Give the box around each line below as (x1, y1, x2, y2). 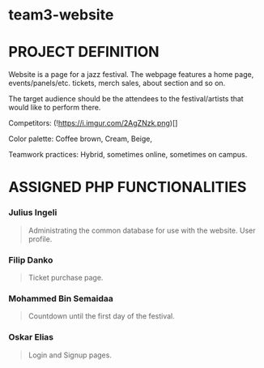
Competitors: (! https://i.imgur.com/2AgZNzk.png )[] (8, 118, 178, 128)
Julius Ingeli (8, 207, 57, 218)
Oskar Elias (8, 332, 54, 343)
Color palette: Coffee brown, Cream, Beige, (8, 134, 152, 143)
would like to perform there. (8, 103, 101, 113)
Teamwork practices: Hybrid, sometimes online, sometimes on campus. (8, 150, 248, 160)
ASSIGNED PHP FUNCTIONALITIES (8, 178, 247, 196)
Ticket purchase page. (28, 272, 104, 282)
